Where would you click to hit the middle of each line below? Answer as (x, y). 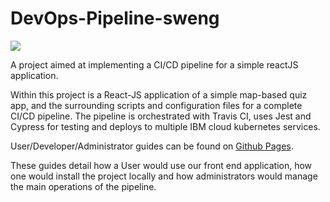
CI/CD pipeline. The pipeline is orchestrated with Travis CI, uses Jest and (161, 116)
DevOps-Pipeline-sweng (115, 18)
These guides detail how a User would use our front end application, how (161, 165)
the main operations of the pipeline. (83, 186)
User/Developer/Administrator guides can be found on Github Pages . (152, 146)
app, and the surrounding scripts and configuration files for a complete (156, 105)
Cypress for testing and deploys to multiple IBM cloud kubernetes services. (165, 126)
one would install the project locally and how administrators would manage (164, 176)
